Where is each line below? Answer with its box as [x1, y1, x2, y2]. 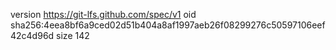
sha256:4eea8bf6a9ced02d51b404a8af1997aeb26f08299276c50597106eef [10, 19, 326, 31]
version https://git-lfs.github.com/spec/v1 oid [10, 9, 197, 20]
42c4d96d [10, 30, 55, 41]
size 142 [56, 30, 90, 41]
